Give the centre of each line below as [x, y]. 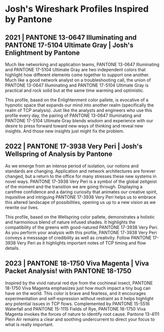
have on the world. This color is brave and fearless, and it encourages [75, 293]
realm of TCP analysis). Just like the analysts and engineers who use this [79, 110]
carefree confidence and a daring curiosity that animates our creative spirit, [81, 192]
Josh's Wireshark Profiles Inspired [77, 9]
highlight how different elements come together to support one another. [77, 75]
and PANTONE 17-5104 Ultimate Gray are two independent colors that [75, 70]
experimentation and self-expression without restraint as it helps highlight [79, 298]
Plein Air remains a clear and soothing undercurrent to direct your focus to [80, 319]
